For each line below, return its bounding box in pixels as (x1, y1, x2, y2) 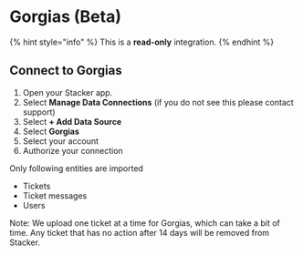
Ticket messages (22, 189, 88, 201)
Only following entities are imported (9, 162, 144, 174)
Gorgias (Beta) (9, 6, 121, 27)
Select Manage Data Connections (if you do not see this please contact (22, 97, 294, 107)
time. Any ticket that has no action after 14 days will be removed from (9, 227, 270, 238)
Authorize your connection (22, 145, 123, 156)
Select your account (22, 135, 99, 147)
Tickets (22, 180, 51, 191)
